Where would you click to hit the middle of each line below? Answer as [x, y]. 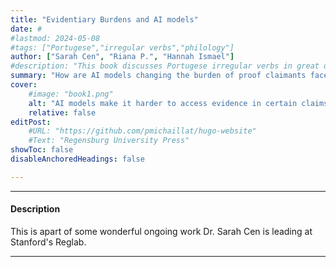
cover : [24, 85]
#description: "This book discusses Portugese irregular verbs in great [165, 66]
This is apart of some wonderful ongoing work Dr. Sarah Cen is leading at [161, 231]
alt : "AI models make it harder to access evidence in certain [163, 103]
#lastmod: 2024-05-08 [55, 38]
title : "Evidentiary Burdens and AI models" [104, 19]
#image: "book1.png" [71, 94]
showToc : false [42, 150]
